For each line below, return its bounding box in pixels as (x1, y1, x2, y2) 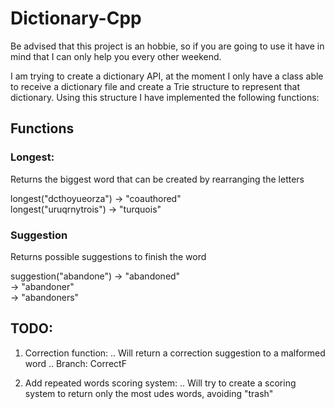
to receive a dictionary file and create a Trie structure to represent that (10, 80, 301, 92)
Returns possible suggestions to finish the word (10, 250, 207, 262)
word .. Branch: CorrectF (24, 357, 127, 369)
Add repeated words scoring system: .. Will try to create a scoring (24, 377, 297, 389)
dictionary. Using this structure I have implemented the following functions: (10, 91, 320, 103)
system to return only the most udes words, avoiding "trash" (24, 387, 274, 399)
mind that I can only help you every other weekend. (10, 50, 222, 62)
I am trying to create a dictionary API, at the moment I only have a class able (10, 70, 324, 82)
